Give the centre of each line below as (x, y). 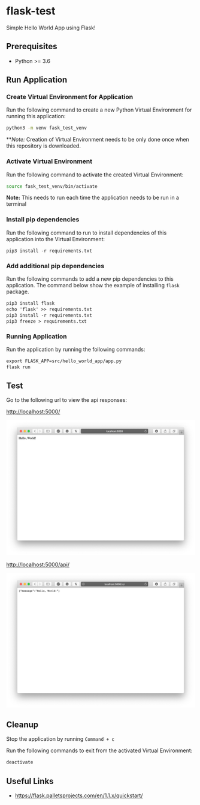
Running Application (37, 336)
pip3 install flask (31, 304)
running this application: (36, 116)
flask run (19, 367)
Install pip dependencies (43, 220)
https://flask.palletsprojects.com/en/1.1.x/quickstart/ (79, 795)
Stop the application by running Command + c (60, 739)
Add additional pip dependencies (55, 266)
